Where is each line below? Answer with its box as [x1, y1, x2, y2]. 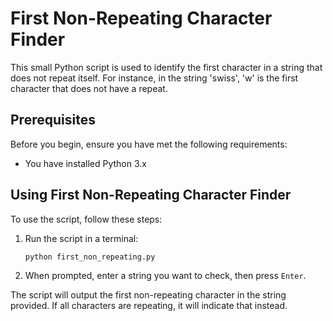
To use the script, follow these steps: [10, 213, 163, 225]
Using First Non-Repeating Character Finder [10, 187, 292, 204]
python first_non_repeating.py [24, 252, 156, 262]
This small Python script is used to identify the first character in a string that [10, 61, 323, 73]
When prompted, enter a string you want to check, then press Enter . [24, 269, 307, 281]
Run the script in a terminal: [24, 232, 139, 244]
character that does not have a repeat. [10, 82, 168, 94]
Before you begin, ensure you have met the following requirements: [10, 138, 288, 150]
